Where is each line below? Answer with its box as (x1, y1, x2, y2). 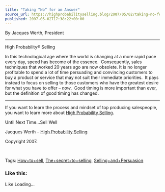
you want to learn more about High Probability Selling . (5, 110, 114, 116)
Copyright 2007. (5, 139, 38, 145)
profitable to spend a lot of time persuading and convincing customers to (5, 70, 153, 76)
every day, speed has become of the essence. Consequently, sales (5, 59, 142, 65)
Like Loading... (5, 181, 35, 187)
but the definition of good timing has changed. (5, 90, 99, 96)
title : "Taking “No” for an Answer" (5, 7, 80, 12)
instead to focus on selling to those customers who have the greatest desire (5, 80, 159, 86)
